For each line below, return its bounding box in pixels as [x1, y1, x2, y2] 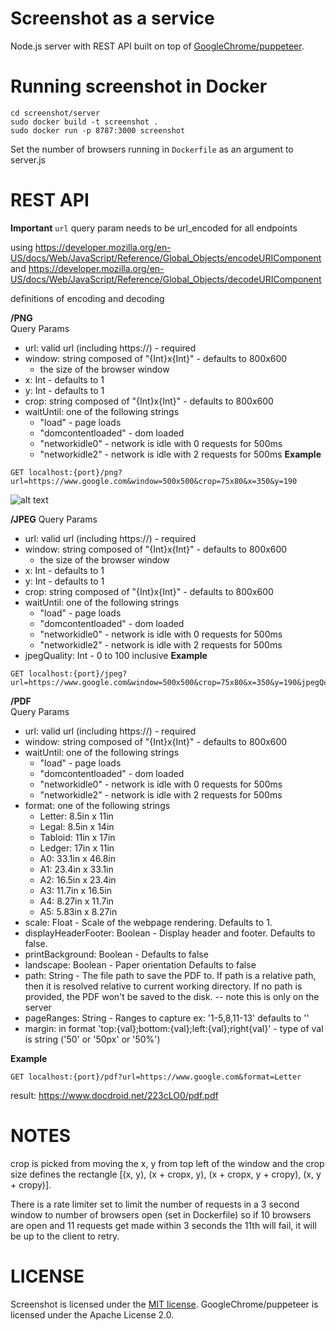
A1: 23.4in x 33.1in [39, 863, 114, 875]
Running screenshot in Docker [10, 75, 268, 98]
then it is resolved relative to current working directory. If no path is [24, 980, 303, 992]
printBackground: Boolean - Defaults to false [24, 948, 209, 960]
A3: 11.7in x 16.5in [39, 884, 112, 896]
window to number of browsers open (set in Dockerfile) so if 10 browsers [10, 1208, 312, 1221]
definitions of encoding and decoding [10, 292, 165, 304]
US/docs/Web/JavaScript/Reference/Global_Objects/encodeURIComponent [10, 252, 322, 264]
